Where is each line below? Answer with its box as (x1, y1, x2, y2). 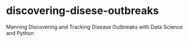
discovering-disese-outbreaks (6, 4, 159, 17)
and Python (6, 29, 34, 36)
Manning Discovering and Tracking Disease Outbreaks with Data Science (6, 23, 183, 30)
